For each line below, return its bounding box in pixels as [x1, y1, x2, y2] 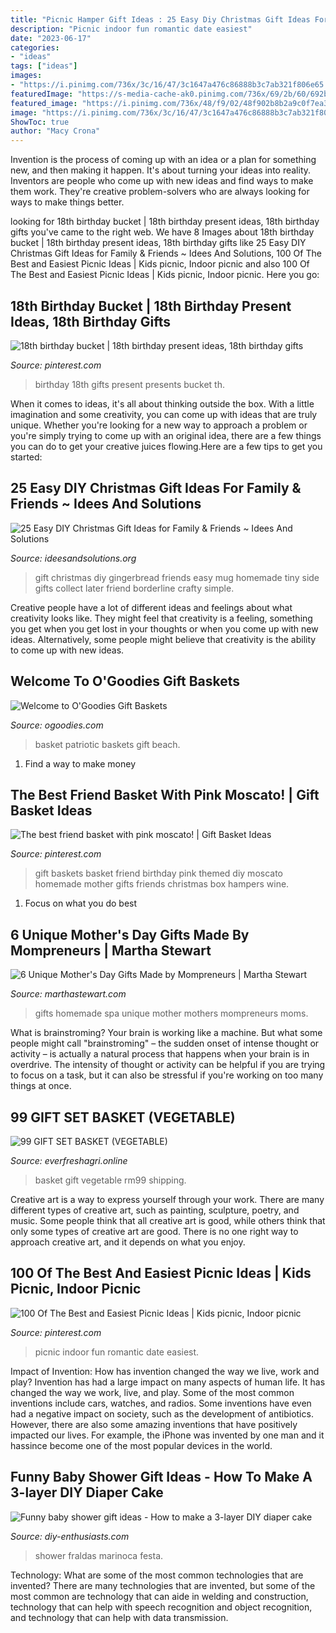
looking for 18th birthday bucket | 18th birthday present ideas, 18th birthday [10, 216, 320, 228]
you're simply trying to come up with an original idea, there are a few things [10, 429, 322, 441]
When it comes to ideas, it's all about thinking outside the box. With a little [10, 397, 315, 410]
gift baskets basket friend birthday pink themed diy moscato [34, 867, 283, 880]
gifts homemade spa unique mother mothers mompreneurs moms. [34, 1007, 309, 1020]
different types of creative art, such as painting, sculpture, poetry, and [10, 1204, 300, 1216]
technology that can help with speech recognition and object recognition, [10, 1601, 313, 1613]
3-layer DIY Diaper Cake [10, 1484, 164, 1501]
